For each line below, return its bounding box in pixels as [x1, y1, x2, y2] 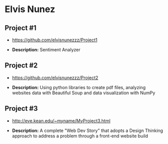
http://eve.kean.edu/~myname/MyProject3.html [12, 117, 111, 124]
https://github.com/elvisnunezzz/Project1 [12, 37, 98, 43]
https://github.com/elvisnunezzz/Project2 [12, 75, 99, 81]
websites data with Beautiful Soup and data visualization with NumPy [12, 90, 155, 96]
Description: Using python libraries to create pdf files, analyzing [12, 84, 146, 90]
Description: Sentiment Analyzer [12, 47, 81, 52]
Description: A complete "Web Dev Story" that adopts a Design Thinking [12, 127, 163, 133]
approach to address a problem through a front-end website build [12, 132, 148, 139]
